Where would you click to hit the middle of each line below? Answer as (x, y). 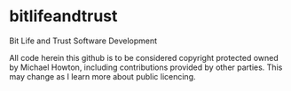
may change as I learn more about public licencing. (103, 76)
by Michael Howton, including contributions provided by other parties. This (146, 67)
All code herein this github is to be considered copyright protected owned (144, 57)
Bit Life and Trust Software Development (83, 41)
